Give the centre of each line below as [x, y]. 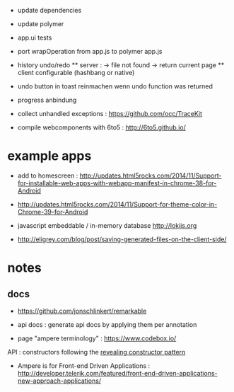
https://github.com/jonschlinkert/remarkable [82, 311]
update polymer [41, 24]
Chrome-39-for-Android [53, 212]
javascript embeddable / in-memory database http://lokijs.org [107, 225]
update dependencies [49, 10]
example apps [49, 156]
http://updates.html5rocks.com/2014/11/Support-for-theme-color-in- [117, 204]
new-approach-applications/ [59, 381]
